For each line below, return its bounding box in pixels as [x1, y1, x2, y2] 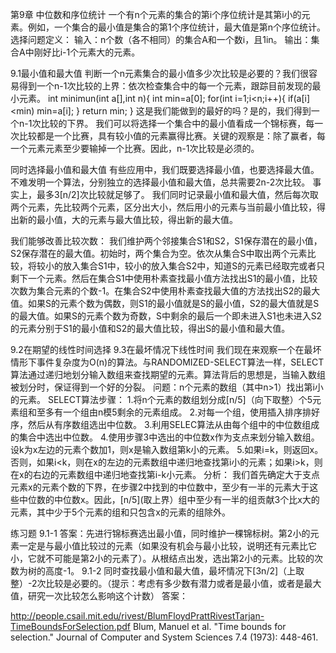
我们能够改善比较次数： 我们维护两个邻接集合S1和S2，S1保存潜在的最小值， [10, 235, 323, 247]
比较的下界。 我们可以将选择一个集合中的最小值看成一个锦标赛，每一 [40, 118, 324, 129]
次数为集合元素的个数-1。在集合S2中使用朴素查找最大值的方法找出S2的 [10, 285, 303, 297]
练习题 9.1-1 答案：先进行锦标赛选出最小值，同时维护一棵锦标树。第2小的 [10, 528, 311, 539]
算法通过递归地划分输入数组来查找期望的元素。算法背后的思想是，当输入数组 [10, 369, 326, 380]
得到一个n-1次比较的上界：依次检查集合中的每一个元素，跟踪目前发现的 [18, 80, 313, 92]
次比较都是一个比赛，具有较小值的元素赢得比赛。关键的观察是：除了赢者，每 [10, 130, 326, 142]
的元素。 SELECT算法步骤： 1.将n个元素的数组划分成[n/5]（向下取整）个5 [10, 394, 313, 405]
